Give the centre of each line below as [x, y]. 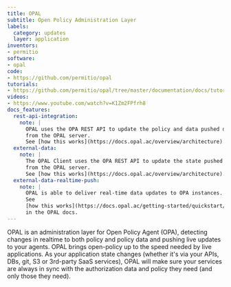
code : [15, 71]
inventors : [23, 46]
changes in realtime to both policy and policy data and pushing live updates [114, 239]
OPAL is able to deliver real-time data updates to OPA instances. [124, 193]
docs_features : [29, 110]
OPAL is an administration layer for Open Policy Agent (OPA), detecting [107, 232]
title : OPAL [24, 13]
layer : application [41, 39]
